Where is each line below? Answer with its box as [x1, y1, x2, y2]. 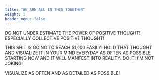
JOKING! [5, 60, 23, 67]
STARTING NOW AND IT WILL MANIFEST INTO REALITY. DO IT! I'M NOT [5, 55, 154, 61]
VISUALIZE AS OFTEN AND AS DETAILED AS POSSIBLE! [5, 70, 120, 76]
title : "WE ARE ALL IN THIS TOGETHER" [5, 7, 85, 12]
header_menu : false [5, 16, 46, 21]
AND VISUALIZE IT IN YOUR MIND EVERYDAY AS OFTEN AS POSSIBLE [5, 50, 151, 56]
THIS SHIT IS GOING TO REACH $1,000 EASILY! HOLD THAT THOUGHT [5, 45, 153, 51]
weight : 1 [5, 12, 26, 17]
